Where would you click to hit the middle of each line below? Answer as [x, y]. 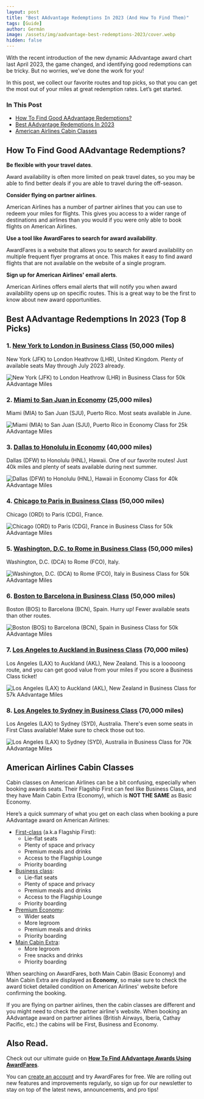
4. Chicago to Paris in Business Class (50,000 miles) [85, 501]
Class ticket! [22, 676]
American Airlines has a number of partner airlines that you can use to [94, 207]
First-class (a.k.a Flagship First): [55, 832]
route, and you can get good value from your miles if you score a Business [100, 670]
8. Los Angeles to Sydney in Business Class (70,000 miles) [95, 710]
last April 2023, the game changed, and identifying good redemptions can [99, 64]
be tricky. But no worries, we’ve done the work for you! [75, 71]
